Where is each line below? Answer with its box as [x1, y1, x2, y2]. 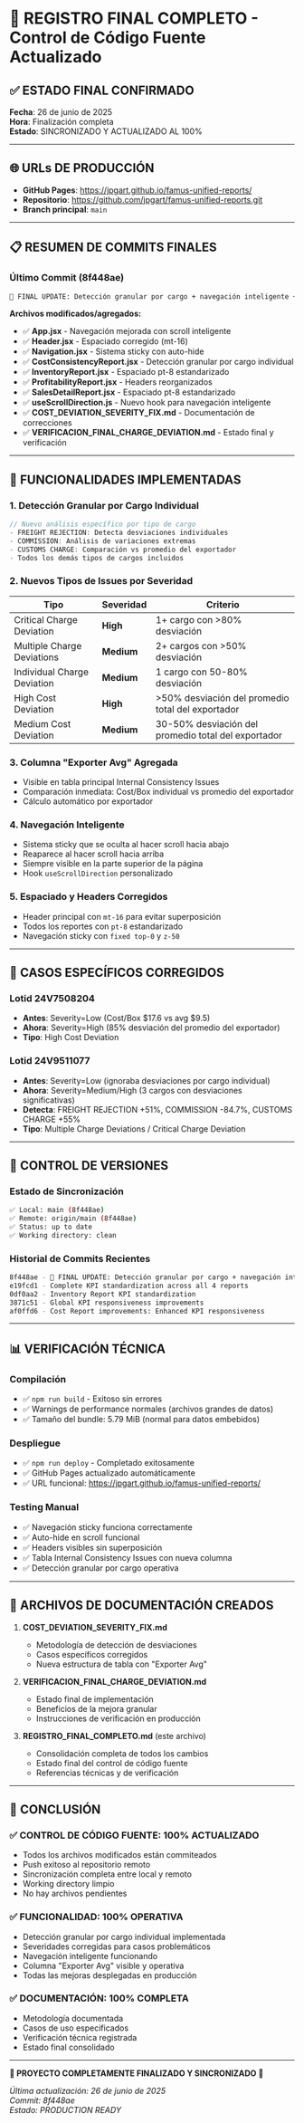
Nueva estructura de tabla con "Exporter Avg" [35, 1659, 208, 1669]
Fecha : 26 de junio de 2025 [9, 107, 113, 117]
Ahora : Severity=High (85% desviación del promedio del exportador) [22, 1022, 280, 1033]
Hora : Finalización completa [9, 117, 115, 127]
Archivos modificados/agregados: [9, 308, 142, 320]
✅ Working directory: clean [9, 1230, 118, 1239]
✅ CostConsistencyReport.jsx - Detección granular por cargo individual [22, 357, 294, 368]
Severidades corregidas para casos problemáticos [22, 1941, 211, 1952]
